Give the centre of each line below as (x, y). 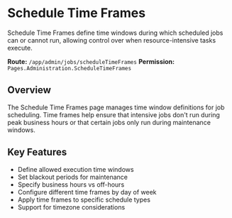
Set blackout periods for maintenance (72, 177)
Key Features (37, 152)
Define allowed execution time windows (76, 169)
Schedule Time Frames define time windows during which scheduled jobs (115, 33)
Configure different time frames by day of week (87, 192)
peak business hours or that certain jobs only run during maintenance (109, 122)
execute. (20, 48)
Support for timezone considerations (71, 207)
